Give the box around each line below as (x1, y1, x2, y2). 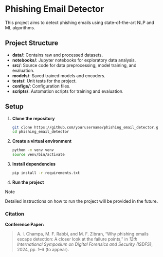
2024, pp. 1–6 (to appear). (17, 247, 69, 253)
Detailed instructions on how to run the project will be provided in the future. (5, 198, 158, 204)
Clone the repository (12, 115, 55, 121)
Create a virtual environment (12, 138, 72, 144)
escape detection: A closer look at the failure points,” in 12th (17, 236, 138, 242)
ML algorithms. (5, 24, 36, 30)
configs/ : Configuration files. (12, 83, 71, 89)
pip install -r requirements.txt (12, 171, 80, 175)
